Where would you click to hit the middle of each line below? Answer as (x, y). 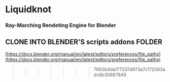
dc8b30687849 (110, 74)
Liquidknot (28, 9)
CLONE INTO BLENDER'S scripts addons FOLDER (84, 42)
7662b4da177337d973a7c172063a (129, 69)
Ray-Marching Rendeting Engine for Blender (61, 25)
